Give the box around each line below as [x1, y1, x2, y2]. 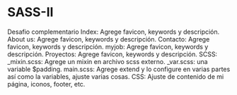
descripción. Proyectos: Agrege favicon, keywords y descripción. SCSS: [7, 50, 218, 58]
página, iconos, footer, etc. [7, 80, 86, 88]
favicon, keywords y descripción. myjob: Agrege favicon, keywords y [7, 42, 209, 51]
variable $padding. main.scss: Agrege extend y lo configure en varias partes [7, 65, 231, 73]
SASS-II [7, 4, 54, 20]
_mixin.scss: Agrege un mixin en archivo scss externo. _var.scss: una [7, 57, 208, 65]
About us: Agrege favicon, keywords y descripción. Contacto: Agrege [7, 34, 210, 43]
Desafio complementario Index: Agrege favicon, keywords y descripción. [7, 27, 220, 36]
